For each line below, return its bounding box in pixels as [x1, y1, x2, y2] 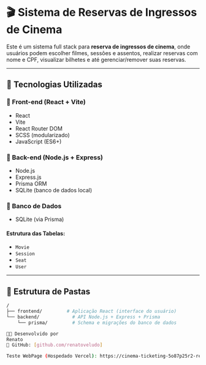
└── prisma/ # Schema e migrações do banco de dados [17, 320, 177, 326]
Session [15, 251, 35, 257]
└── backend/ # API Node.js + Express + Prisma [6, 314, 161, 320]
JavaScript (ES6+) [15, 138, 62, 145]
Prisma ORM [15, 179, 47, 187]
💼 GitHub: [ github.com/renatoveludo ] [6, 342, 103, 348]
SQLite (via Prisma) [15, 216, 64, 223]
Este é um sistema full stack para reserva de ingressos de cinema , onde [6, 43, 191, 50]
